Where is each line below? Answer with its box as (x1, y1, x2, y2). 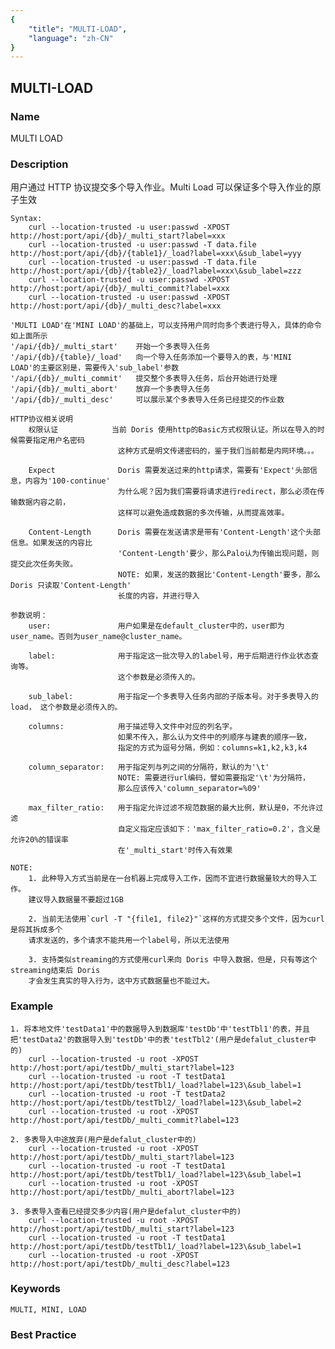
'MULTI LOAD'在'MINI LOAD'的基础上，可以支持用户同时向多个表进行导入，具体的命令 (10, 321, 322, 331)
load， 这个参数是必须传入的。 (10, 702, 123, 713)
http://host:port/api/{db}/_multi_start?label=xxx (10, 231, 226, 241)
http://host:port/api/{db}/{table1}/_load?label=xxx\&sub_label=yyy (10, 249, 302, 259)
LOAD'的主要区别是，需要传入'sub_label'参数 (10, 363, 180, 373)
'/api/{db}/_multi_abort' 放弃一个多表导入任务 (10, 384, 211, 395)
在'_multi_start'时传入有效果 (117, 846, 233, 856)
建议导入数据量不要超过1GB (28, 895, 124, 905)
